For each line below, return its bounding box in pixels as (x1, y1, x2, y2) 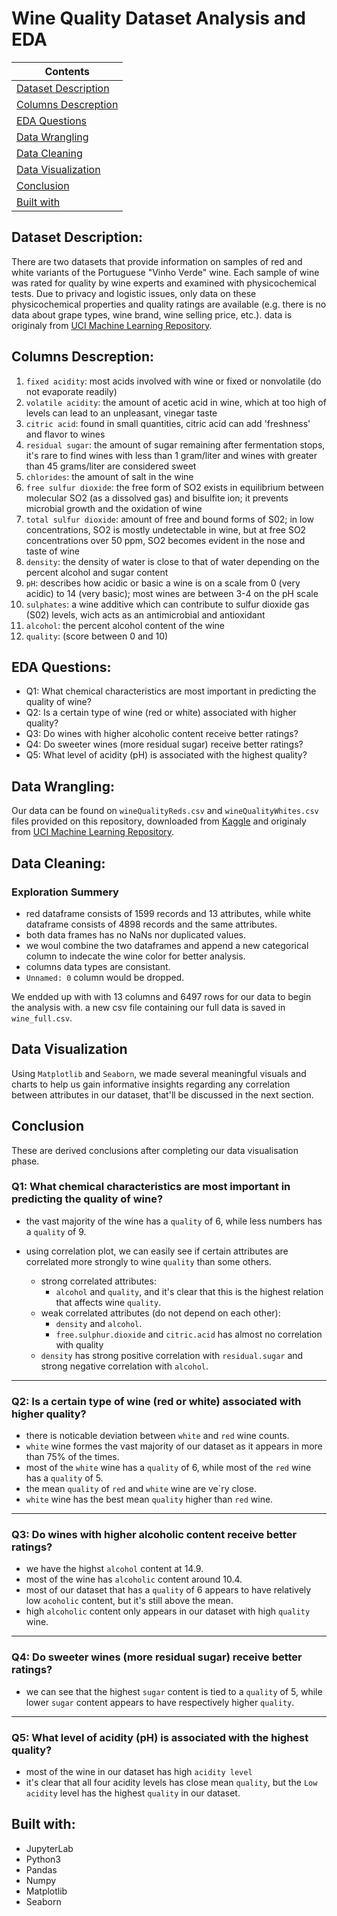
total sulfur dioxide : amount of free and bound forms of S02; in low (25, 513, 315, 525)
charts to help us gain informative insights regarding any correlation (11, 1078, 291, 1090)
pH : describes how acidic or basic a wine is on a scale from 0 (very (25, 577, 301, 589)
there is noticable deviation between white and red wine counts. (25, 1430, 290, 1442)
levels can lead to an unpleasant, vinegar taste (25, 407, 218, 419)
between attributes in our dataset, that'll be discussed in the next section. (11, 1088, 314, 1101)
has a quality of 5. (25, 1472, 104, 1484)
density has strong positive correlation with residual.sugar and (40, 1349, 304, 1361)
